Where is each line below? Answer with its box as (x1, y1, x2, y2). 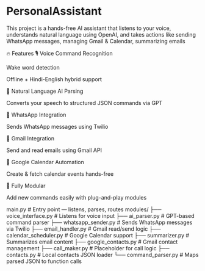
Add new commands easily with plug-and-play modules (6, 193, 147, 201)
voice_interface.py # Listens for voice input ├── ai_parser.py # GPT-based (6, 212, 195, 219)
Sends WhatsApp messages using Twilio (6, 123, 109, 130)
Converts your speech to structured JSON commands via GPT (6, 99, 163, 106)
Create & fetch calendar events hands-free (6, 170, 114, 178)
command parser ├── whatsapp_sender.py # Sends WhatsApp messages (6, 219, 193, 226)
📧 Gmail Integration (6, 134, 55, 142)
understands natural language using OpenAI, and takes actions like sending (6, 31, 196, 38)
